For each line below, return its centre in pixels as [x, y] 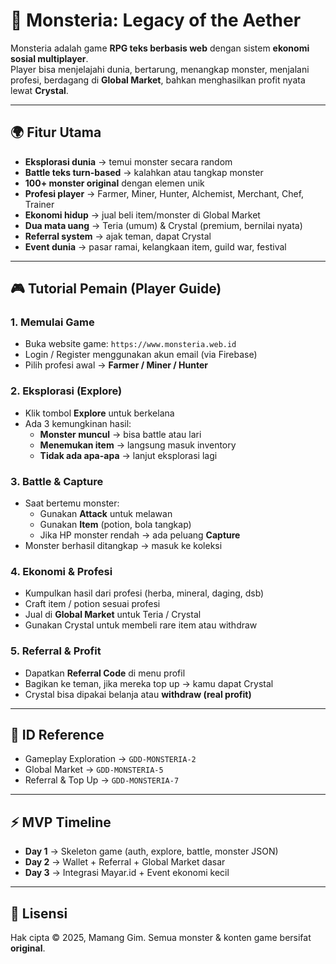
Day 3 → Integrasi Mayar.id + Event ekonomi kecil [127, 873]
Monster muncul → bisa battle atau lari [120, 434]
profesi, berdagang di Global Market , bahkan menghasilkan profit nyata [158, 80]
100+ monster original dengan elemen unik [114, 183]
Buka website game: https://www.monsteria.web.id [130, 344]
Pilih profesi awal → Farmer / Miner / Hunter [116, 365]
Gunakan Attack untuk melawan [106, 514]
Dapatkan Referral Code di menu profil [105, 673]
